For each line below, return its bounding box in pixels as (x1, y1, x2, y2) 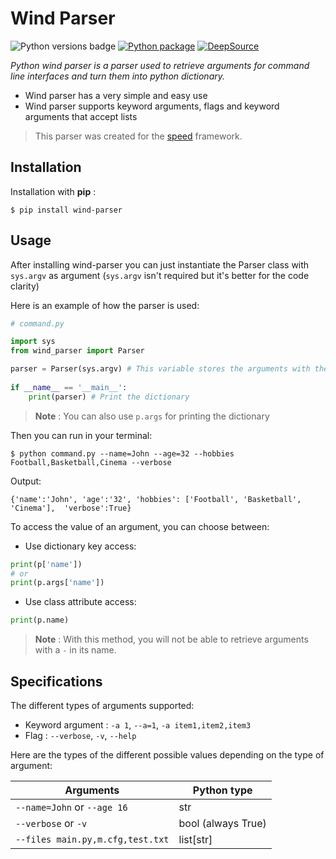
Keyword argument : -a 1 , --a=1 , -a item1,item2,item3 (24, 719, 252, 731)
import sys (10, 337, 56, 347)
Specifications (10, 673, 103, 690)
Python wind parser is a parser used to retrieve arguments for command (10, 59, 310, 71)
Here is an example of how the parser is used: (10, 299, 200, 311)
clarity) (10, 280, 40, 292)
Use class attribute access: (24, 596, 137, 608)
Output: (10, 475, 42, 487)
